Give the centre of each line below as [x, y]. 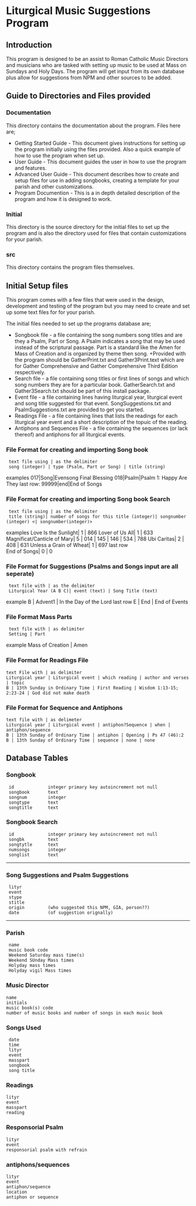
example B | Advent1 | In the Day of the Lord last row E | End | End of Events [97, 602]
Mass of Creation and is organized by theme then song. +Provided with [100, 354]
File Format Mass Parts [39, 617]
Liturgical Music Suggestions [78, 11]
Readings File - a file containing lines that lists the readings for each [96, 416]
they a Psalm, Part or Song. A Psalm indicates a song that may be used [99, 341]
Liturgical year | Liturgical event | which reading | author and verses [98, 678]
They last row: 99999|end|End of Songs [54, 484]
